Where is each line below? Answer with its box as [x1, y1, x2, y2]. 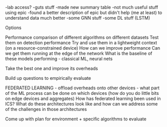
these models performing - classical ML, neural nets [5, 56, 113, 62]
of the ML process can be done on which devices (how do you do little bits [5, 90, 159, 96]
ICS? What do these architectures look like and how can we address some [5, 101, 158, 107]
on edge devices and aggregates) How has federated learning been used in [5, 95, 161, 101]
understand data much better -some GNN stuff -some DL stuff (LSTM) [5, 15, 150, 21]
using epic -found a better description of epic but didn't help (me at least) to [5, 10, 162, 16]
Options [5, 25, 21, 31]
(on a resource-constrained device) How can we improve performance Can [5, 45, 160, 51]
